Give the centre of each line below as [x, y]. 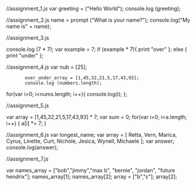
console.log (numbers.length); [63, 83]
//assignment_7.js [27, 159]
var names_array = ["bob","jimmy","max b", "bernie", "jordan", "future [91, 170]
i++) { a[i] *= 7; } [26, 123]
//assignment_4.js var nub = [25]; [47, 67]
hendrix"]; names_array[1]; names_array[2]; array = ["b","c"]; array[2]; [92, 177]
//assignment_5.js [28, 105]
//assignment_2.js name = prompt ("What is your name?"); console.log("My [98, 20]
